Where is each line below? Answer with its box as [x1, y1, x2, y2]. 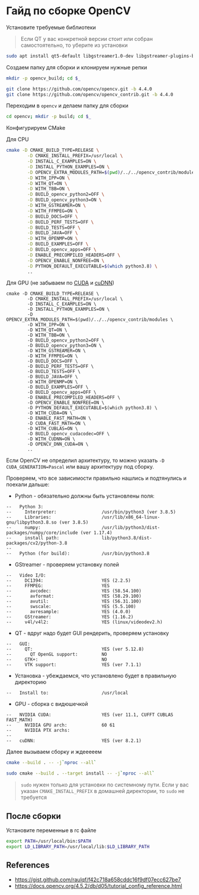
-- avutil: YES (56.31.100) [6, 598, 142, 604]
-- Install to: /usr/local [6, 690, 129, 696]
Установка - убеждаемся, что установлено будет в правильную [14, 672, 176, 680]
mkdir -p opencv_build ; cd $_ [6, 75, 81, 81]
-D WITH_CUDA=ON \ [27, 410, 73, 416]
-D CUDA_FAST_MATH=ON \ [27, 421, 86, 426]
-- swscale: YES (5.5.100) [6, 604, 136, 610]
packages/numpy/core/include [6, 530, 78, 536]
